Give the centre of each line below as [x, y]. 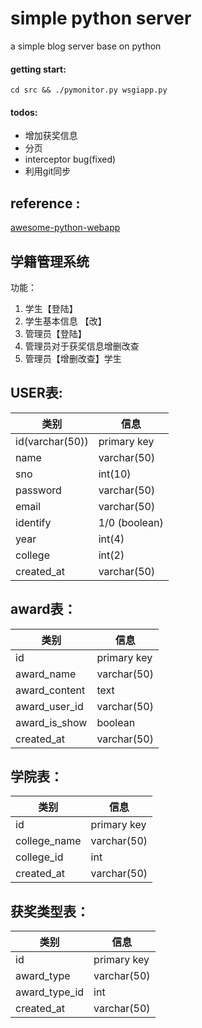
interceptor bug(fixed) [70, 159]
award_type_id [50, 992]
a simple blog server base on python [86, 46]
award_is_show [51, 722]
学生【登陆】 [51, 308]
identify [33, 522]
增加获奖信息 [51, 136]
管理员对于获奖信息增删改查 [82, 346]
